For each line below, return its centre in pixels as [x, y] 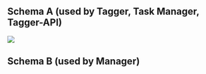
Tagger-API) [35, 23]
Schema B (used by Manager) [74, 62]
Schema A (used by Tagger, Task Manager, [103, 12]
